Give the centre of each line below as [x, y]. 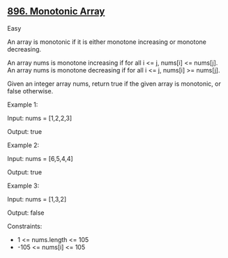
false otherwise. [30, 91]
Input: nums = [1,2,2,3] [40, 118]
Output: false [26, 213]
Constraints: [25, 226]
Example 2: [23, 145]
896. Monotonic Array [56, 12]
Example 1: [23, 105]
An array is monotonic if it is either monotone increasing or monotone [107, 42]
